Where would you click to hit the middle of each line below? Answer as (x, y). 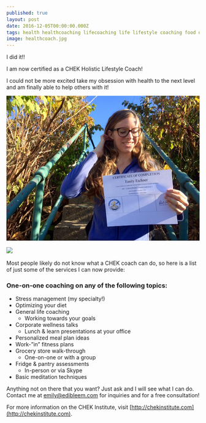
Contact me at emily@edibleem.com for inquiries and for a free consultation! (103, 395)
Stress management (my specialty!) (60, 299)
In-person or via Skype (53, 370)
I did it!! (16, 57)
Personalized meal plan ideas (52, 338)
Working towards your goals (60, 318)
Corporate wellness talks (47, 325)
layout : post (23, 19)
